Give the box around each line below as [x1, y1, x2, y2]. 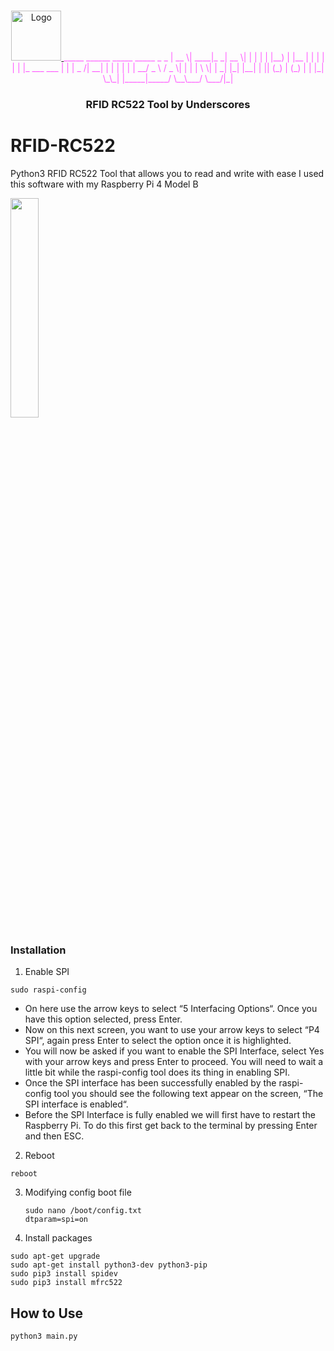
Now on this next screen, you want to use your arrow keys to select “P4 [24, 1024, 320, 1036]
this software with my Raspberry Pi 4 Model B [10, 178, 199, 190]
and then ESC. [24, 1130, 85, 1142]
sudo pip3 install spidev [10, 1269, 118, 1279]
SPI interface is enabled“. [24, 1098, 129, 1110]
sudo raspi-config [10, 985, 87, 995]
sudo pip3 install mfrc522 [10, 1278, 123, 1288]
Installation [10, 943, 67, 957]
